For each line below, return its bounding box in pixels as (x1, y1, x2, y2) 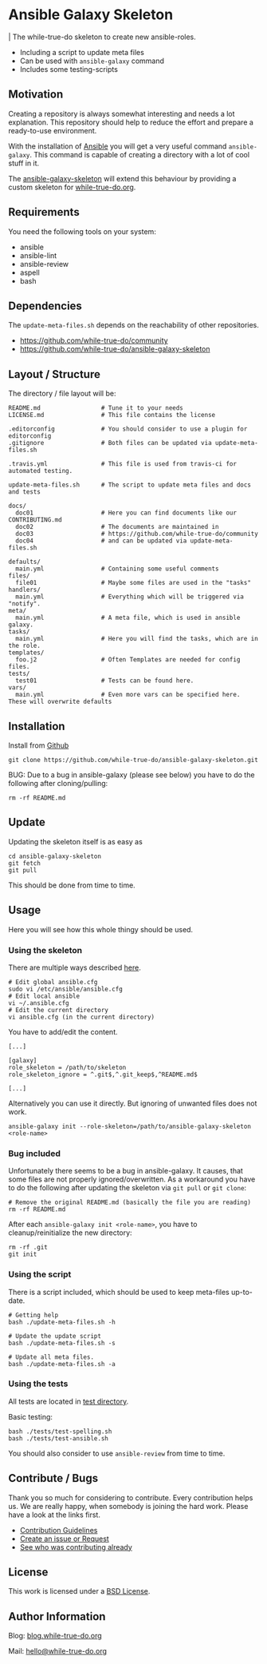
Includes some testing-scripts (19, 64, 118, 73)
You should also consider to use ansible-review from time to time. (8, 1448, 226, 1458)
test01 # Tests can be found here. (15, 677, 194, 685)
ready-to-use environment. (8, 125, 97, 135)
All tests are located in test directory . (8, 1396, 129, 1406)
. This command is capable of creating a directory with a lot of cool (29, 149, 249, 159)
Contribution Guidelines (19, 1525, 98, 1535)
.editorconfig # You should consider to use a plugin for (8, 425, 248, 433)
